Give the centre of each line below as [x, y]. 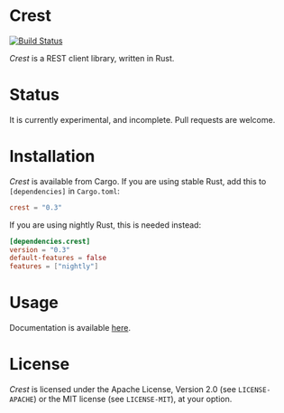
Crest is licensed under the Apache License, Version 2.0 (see [123, 390]
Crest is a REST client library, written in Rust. [92, 58]
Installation [52, 157]
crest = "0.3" [36, 207]
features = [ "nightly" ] [54, 267]
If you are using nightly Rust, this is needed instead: [105, 225]
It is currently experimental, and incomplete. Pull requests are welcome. [142, 119]
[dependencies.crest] [50, 241]
